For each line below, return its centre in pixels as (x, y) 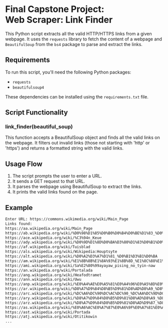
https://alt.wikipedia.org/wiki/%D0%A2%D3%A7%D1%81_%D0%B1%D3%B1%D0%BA (81, 256)
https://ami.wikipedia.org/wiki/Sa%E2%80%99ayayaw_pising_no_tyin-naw (80, 265)
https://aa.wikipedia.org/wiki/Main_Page (49, 228)
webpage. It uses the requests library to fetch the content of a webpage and (84, 39)
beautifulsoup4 (28, 87)
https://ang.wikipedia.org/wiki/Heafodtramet (53, 275)
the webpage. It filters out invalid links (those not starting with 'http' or (77, 143)
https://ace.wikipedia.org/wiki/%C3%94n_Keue (53, 238)
